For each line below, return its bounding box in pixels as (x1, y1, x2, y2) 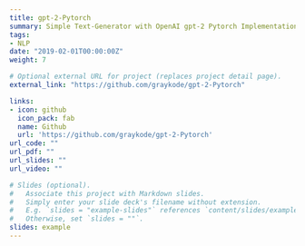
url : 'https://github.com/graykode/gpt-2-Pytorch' (17, 131, 213, 140)
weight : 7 (9, 55, 47, 64)
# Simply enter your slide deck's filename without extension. (9, 197, 261, 207)
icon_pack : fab (17, 113, 75, 123)
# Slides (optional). (9, 181, 92, 190)
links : (9, 96, 34, 105)
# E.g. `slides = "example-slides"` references (9, 206, 202, 215)
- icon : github (9, 105, 67, 114)
